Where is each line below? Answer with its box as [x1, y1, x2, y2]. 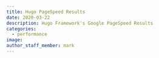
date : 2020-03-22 [6, 14, 50, 21]
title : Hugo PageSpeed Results [6, 8, 86, 15]
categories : [6, 25, 36, 32]
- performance [12, 31, 47, 37]
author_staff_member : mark [6, 43, 75, 49]
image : [6, 37, 23, 43]
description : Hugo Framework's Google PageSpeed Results [6, 20, 154, 26]
